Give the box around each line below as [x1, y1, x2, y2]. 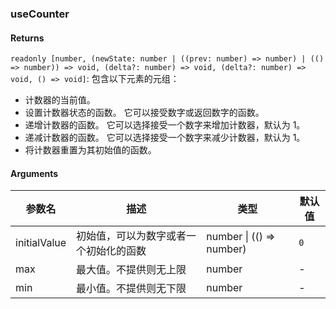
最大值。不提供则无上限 [76, 263, 187, 277]
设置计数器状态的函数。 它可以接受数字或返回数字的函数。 [24, 107, 265, 119]
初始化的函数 [86, 244, 147, 258]
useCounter [10, 7, 70, 21]
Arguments [10, 167, 59, 179]
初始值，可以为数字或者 [76, 229, 187, 243]
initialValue [15, 236, 67, 250]
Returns [10, 32, 45, 44]
